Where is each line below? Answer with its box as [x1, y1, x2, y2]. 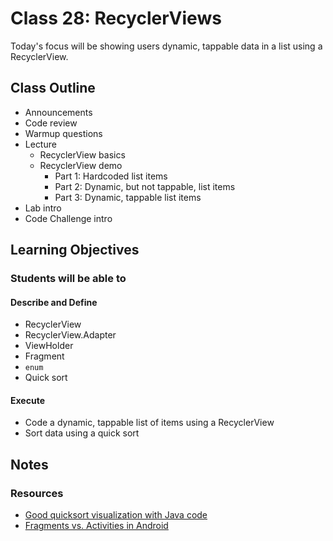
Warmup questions [24, 127, 103, 139]
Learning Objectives [10, 242, 140, 259]
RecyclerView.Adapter [24, 329, 117, 341]
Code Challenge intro [24, 212, 113, 224]
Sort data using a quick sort [24, 427, 140, 439]
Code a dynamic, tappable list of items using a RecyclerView [24, 417, 275, 429]
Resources [10, 486, 64, 500]
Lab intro [24, 202, 62, 214]
